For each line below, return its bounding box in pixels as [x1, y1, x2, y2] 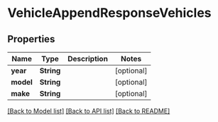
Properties [7, 33, 55, 45]
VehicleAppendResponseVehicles [7, 5, 212, 21]
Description [67, 54, 109, 63]
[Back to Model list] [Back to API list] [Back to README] [7, 107, 170, 115]
